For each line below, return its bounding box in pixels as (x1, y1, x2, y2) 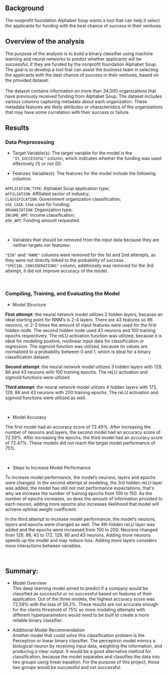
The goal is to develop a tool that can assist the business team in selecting (5, 66, 158, 72)
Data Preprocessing (5, 138, 54, 145)
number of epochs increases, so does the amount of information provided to (5, 495, 163, 501)
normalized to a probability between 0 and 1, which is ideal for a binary (5, 349, 151, 355)
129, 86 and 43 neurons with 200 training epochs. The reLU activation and (5, 389, 158, 395)
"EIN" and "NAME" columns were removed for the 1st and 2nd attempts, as (5, 252, 156, 258)
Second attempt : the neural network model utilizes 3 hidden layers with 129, (5, 364, 162, 370)
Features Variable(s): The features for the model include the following (12, 171, 156, 177)
